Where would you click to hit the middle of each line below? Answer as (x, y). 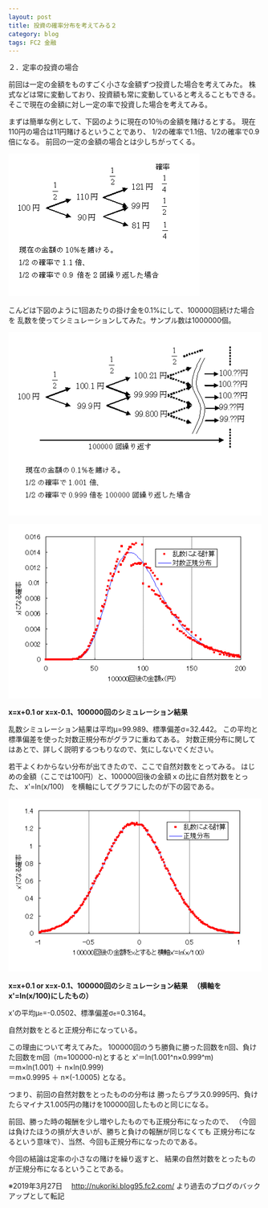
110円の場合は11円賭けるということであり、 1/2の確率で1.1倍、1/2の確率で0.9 (134, 132)
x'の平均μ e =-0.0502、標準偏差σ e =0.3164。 (79, 1013)
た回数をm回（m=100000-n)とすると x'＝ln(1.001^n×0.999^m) (111, 1058)
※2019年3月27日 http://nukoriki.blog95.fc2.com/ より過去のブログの (124, 1186)
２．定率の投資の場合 (43, 68)
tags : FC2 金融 (32, 43)
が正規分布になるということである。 (68, 1169)
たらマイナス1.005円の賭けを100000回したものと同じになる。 (110, 1105)
